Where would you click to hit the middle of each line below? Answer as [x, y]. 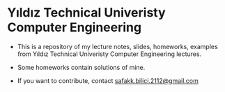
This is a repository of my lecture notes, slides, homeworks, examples [117, 46]
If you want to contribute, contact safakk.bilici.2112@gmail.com [108, 80]
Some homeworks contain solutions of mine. [81, 67]
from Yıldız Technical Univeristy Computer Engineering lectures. [109, 54]
